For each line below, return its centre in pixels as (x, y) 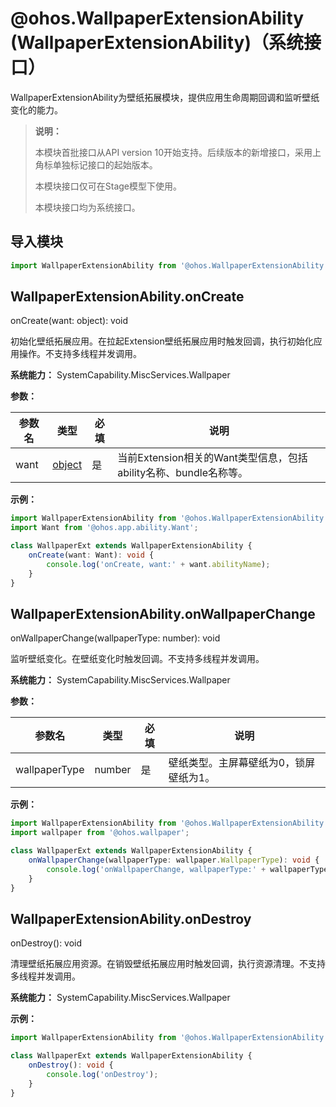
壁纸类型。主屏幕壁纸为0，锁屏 (242, 763)
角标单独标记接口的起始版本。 (96, 164)
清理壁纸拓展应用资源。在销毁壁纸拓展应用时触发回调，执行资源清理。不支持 (168, 964)
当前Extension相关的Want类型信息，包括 (212, 458)
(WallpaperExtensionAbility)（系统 (157, 43)
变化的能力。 (36, 109)
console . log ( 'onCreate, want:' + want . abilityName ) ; (158, 564)
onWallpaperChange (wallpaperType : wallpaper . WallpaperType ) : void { (174, 860)
